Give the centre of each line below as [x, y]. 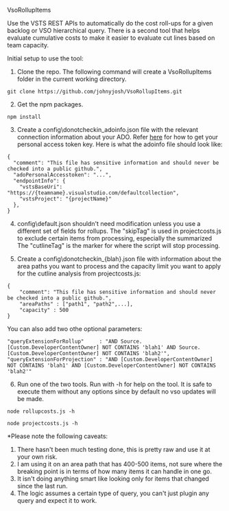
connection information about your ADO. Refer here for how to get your [117, 137]
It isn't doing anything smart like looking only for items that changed [113, 479]
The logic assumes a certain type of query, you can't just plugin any [113, 493]
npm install [24, 117]
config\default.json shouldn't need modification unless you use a [109, 224]
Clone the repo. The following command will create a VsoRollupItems [114, 72]
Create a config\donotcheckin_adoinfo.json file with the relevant [108, 129]
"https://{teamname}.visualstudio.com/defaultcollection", [93, 193]
